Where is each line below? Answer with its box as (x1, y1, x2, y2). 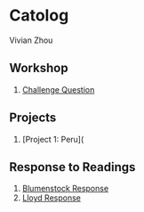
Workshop (9, 61, 68, 76)
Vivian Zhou (9, 35, 53, 45)
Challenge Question (21, 84, 95, 94)
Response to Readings (9, 159, 136, 175)
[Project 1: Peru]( (21, 134, 84, 144)
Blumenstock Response (21, 183, 109, 194)
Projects (9, 110, 57, 126)
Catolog (9, 5, 69, 26)
